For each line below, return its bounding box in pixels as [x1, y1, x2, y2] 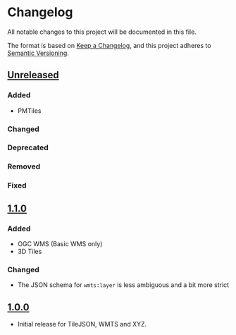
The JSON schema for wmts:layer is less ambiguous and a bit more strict [17, 281, 230, 289]
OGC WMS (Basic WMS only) [17, 240, 103, 248]
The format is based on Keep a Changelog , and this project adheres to [7, 41, 211, 49]
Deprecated [7, 142, 49, 152]
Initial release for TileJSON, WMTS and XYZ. [17, 320, 147, 329]
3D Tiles [17, 248, 42, 255]
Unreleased [7, 69, 60, 81]
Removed [7, 162, 41, 171]
